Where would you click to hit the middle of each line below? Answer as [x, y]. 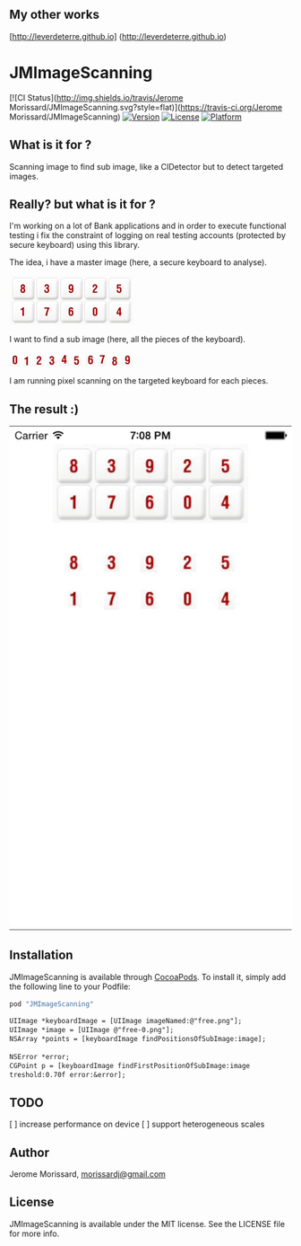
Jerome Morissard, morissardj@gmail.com [87, 1174]
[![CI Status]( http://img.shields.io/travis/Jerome [96, 97]
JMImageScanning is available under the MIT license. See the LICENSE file [147, 1224]
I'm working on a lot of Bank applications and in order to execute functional [148, 226]
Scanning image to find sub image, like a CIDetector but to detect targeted [146, 166]
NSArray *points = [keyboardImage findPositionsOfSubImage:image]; [138, 1039]
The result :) [44, 409]
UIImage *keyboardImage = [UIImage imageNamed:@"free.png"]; [126, 1021]
